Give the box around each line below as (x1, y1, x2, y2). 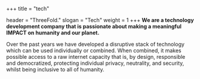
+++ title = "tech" (6, 5, 50, 12)
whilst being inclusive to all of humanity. (6, 66, 104, 73)
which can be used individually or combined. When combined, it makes (6, 47, 181, 54)
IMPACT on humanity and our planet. (6, 29, 100, 36)
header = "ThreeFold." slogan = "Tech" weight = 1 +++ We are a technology (6, 17, 194, 23)
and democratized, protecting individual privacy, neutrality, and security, (6, 59, 184, 67)
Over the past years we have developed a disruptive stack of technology (6, 41, 185, 48)
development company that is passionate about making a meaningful (6, 23, 182, 30)
